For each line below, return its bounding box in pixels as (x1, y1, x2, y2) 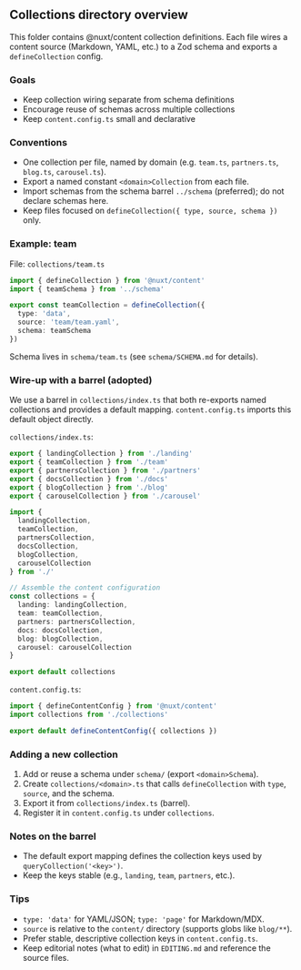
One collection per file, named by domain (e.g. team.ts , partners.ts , (22, 157, 279, 167)
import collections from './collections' (9, 710, 169, 719)
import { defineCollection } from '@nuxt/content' (9, 276, 206, 285)
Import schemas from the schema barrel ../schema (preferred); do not (22, 186, 285, 197)
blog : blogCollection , (17, 634, 104, 643)
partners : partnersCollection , (17, 617, 136, 626)
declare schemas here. (22, 196, 109, 207)
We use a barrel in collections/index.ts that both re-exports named (9, 395, 266, 406)
